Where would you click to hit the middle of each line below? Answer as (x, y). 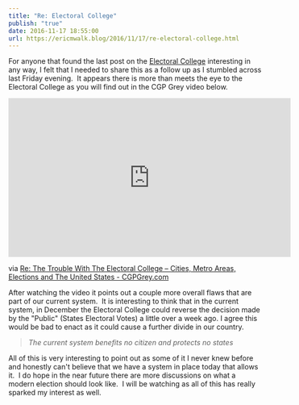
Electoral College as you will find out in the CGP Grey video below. (118, 87)
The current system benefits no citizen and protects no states (131, 343)
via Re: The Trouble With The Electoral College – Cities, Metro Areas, (122, 269)
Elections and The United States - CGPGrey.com (89, 277)
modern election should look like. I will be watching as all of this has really (132, 384)
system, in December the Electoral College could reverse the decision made (134, 310)
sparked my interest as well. (55, 393)
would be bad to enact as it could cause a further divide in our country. (126, 327)
